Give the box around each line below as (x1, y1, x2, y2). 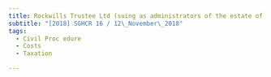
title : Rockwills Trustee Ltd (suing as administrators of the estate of (8, 11, 264, 20)
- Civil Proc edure (15, 34, 82, 43)
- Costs (15, 42, 42, 50)
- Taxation (15, 49, 53, 58)
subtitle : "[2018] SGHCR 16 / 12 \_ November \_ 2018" (8, 19, 183, 28)
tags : (8, 27, 27, 35)
